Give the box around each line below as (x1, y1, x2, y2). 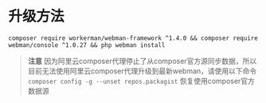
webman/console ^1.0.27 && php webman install (8, 41, 166, 49)
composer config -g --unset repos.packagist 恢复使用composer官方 (27, 76, 255, 85)
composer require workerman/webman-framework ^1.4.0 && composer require (8, 34, 259, 42)
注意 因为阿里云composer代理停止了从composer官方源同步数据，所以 (27, 56, 257, 65)
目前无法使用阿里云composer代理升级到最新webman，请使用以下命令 (27, 65, 257, 76)
